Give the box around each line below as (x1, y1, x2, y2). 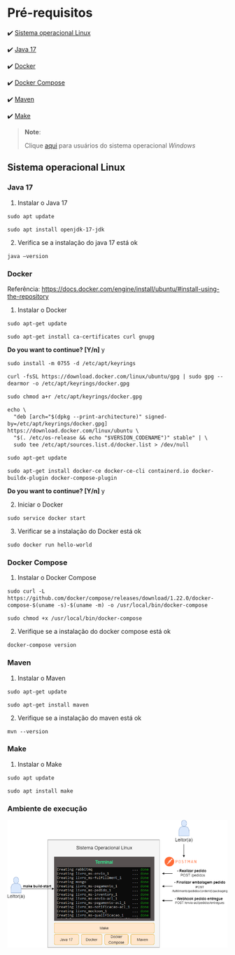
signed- (144, 413, 168, 420)
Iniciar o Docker (17, 500, 64, 509)
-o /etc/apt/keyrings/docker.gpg (32, 380, 130, 387)
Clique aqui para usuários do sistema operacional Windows (24, 141, 196, 150)
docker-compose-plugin (51, 474, 117, 481)
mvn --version (7, 728, 49, 735)
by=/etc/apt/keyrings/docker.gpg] (7, 420, 108, 427)
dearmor (7, 380, 30, 387)
